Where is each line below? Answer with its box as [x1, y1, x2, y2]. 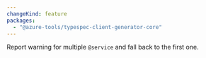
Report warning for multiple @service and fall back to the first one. [6, 43, 199, 52]
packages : [6, 17, 36, 24]
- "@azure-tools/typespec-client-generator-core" [13, 23, 162, 30]
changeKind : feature [6, 10, 68, 18]
